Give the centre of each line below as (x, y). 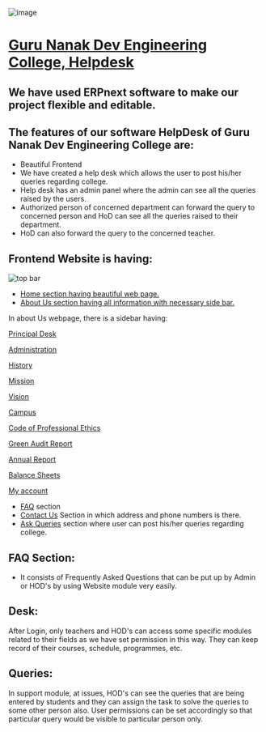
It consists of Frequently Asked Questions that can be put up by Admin (138, 577)
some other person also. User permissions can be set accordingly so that (131, 710)
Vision (19, 397)
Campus (22, 412)
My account (28, 491)
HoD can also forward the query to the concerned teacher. (118, 233)
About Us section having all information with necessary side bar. (127, 303)
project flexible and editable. (82, 105)
